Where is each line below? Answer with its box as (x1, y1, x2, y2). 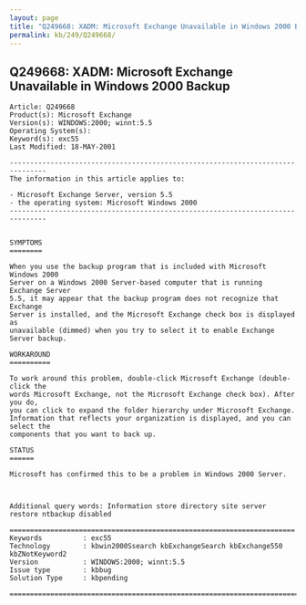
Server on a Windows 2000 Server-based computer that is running (9, 278, 262, 287)
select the (9, 422, 51, 432)
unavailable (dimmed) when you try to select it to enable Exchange (9, 326, 275, 336)
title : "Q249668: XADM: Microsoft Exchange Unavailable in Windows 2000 (9, 22, 291, 31)
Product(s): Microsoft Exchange (9, 110, 132, 120)
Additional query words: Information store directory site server (9, 502, 267, 511)
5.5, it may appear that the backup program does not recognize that (9, 294, 280, 304)
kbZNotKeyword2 (9, 549, 67, 559)
